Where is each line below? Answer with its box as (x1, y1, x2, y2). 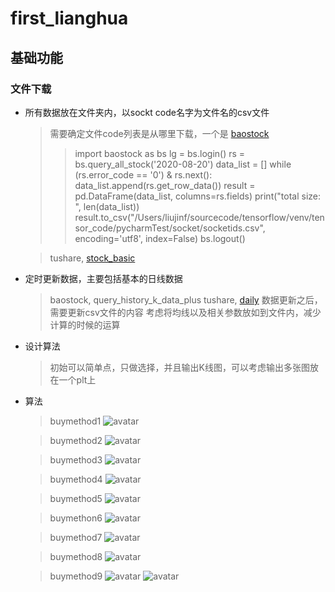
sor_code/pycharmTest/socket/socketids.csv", (74, 222, 266, 234)
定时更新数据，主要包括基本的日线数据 (24, 272, 183, 284)
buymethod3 (49, 453, 103, 466)
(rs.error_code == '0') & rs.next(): (74, 168, 213, 181)
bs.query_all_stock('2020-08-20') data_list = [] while (74, 158, 292, 170)
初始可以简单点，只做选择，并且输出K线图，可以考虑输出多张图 (49, 361, 310, 373)
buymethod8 (49, 550, 103, 562)
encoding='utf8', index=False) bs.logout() (74, 232, 246, 244)
